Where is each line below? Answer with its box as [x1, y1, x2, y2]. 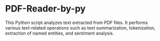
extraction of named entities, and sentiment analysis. [5, 30, 114, 36]
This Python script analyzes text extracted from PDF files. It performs [5, 19, 148, 25]
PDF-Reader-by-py [5, 3, 86, 14]
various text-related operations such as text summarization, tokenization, [5, 24, 156, 30]
